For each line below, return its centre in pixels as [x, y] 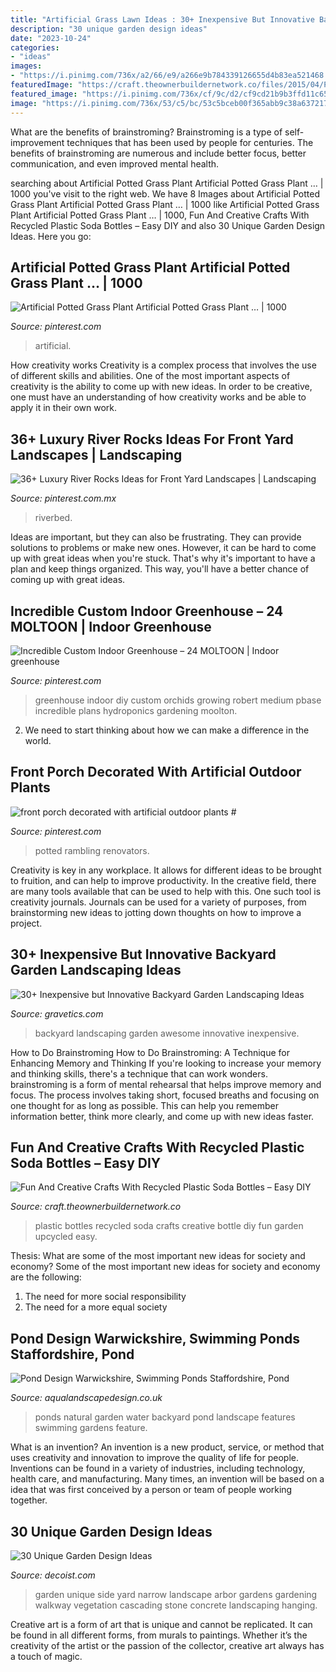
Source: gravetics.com [57, 1013]
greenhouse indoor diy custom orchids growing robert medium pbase [178, 700]
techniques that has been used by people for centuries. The [190, 142]
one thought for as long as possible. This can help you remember [144, 1105]
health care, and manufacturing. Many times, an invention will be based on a [167, 1479]
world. [38, 740]
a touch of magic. [46, 1656]
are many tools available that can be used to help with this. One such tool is [166, 891]
